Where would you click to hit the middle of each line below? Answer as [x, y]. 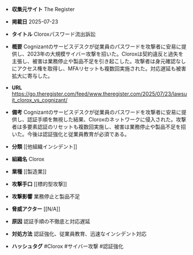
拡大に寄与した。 [32, 76]
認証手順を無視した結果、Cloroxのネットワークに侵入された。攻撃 [107, 119]
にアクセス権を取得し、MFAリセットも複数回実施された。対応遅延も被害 [99, 69]
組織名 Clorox [28, 159]
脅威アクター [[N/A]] [36, 209]
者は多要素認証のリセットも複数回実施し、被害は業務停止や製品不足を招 [99, 127]
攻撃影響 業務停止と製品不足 [46, 196]
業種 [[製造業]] [29, 171]
